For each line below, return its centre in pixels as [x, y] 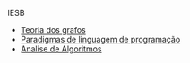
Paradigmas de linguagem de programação [100, 39]
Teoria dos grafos [53, 30]
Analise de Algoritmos [61, 49]
